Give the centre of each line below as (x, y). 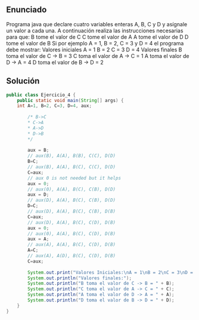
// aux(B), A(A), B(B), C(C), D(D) (72, 156)
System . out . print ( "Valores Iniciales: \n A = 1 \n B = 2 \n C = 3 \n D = (111, 272)
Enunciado (27, 10)
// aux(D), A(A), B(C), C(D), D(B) (72, 222)
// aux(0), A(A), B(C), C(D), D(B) (72, 233)
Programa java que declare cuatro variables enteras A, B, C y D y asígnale (97, 24)
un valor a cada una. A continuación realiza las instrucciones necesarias (95, 30)
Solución (23, 81)
